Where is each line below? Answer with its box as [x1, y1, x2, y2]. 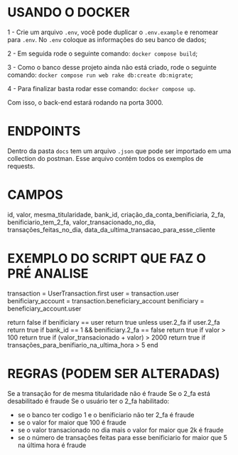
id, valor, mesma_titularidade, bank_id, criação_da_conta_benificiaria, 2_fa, [7, 210, 226, 219]
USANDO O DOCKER [7, 4, 130, 21]
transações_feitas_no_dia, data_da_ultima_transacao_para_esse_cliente [7, 225, 215, 234]
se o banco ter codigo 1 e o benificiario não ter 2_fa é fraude [17, 410, 195, 419]
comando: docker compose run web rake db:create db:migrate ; [7, 70, 193, 79]
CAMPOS [7, 187, 63, 203]
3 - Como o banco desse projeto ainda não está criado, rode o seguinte [7, 63, 217, 71]
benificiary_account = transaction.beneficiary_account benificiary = [7, 296, 205, 305]
